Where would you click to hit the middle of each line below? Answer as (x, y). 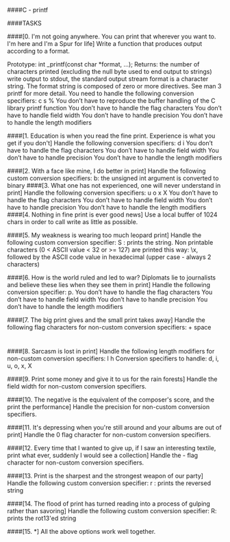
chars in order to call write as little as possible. (73, 222)
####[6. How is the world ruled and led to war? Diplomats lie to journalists (112, 278)
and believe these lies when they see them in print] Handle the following (109, 285)
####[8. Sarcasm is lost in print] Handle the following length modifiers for (111, 352)
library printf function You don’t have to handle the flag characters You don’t (115, 108)
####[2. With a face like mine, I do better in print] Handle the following (107, 171)
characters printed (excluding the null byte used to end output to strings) (110, 72)
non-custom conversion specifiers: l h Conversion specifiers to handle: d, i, (113, 358)
